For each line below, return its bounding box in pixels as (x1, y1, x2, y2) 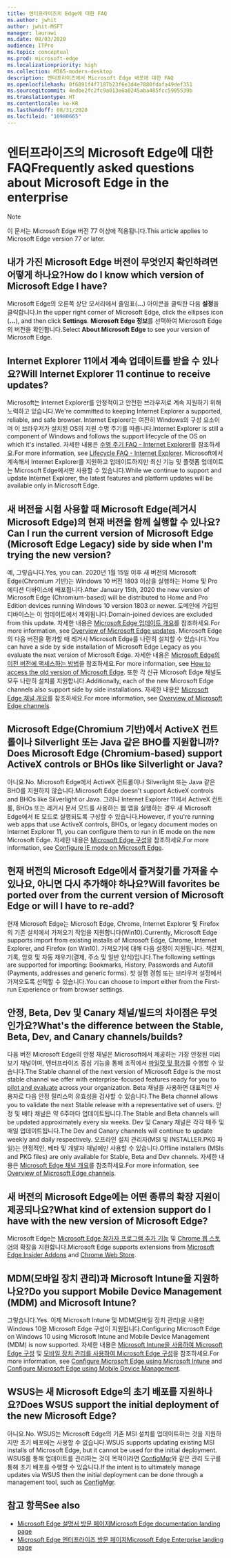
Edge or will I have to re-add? (7, 900, 134, 912)
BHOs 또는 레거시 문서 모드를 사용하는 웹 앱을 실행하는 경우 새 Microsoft (16, 804, 212, 812)
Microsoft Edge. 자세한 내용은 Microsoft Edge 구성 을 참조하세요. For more (7, 835, 209, 844)
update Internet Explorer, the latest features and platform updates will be (7, 474, 214, 483)
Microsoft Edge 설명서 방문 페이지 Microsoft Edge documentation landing (17, 1519, 221, 1528)
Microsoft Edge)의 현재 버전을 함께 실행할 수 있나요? (7, 516, 221, 528)
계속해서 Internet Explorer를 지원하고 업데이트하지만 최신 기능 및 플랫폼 (7, 458, 200, 466)
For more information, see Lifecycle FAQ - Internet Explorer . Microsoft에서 (14, 449, 223, 457)
